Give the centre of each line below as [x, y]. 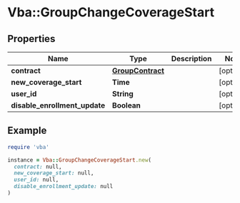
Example [27, 131]
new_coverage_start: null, [54, 173]
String [122, 94]
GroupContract [138, 71]
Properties [31, 39]
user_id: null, [36, 180]
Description [191, 59]
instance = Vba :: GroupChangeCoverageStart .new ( [80, 160]
